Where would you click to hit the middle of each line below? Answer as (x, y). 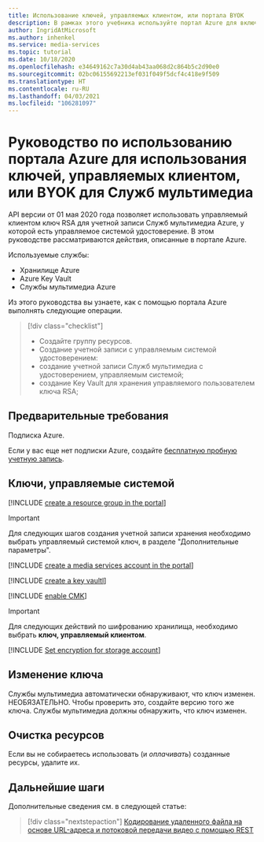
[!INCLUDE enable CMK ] (48, 595)
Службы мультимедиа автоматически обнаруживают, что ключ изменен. (132, 694)
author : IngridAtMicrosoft (52, 30)
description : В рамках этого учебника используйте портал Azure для (123, 23)
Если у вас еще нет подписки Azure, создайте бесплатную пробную (123, 450)
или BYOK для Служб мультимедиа (131, 193)
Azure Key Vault (46, 279)
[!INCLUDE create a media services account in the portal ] (101, 565)
